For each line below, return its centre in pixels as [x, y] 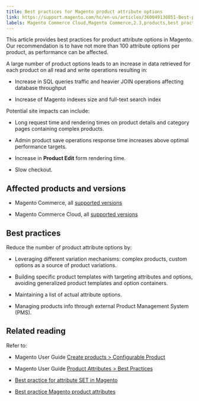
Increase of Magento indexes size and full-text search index [88, 99]
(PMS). [23, 312]
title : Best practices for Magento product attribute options [84, 12]
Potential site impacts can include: [48, 111]
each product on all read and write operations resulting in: [77, 70]
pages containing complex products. [60, 129]
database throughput [40, 88]
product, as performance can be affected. [57, 52]
